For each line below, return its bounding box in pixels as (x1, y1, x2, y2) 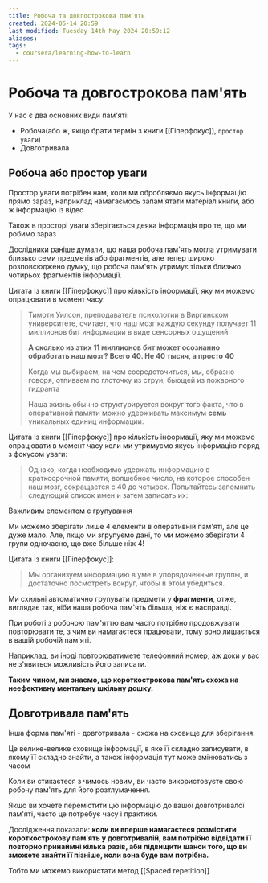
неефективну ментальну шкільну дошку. (8, 683, 154, 692)
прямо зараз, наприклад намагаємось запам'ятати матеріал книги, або (8, 196, 254, 206)
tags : (8, 42, 26, 50)
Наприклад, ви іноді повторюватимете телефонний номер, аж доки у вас (8, 651, 260, 660)
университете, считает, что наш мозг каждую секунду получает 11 (27, 318, 257, 328)
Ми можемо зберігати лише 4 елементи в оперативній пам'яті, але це (8, 521, 249, 531)
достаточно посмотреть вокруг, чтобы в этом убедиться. (27, 578, 225, 588)
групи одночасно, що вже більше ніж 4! (8, 538, 145, 548)
